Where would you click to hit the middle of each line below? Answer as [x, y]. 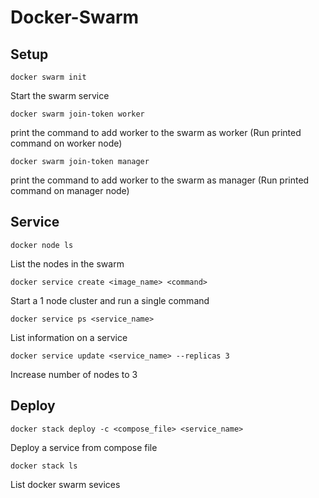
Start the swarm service [60, 95]
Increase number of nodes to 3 [74, 374]
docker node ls [42, 245]
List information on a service [69, 337]
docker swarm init [48, 77]
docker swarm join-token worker [77, 114]
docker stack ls [44, 466]
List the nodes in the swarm [67, 263]
